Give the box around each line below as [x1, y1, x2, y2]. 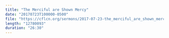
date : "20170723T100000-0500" [5, 12, 69, 17]
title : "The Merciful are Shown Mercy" [5, 7, 89, 12]
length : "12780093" [5, 21, 46, 26]
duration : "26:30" [5, 26, 44, 31]
